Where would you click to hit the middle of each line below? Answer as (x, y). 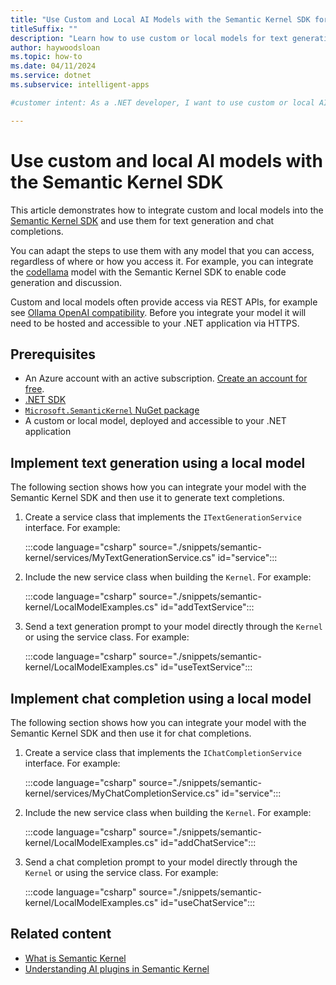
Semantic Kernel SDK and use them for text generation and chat (142, 220)
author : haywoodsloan (55, 47)
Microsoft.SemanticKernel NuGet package (112, 410)
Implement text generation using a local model (158, 462)
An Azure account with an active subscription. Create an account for (166, 378)
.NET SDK (45, 400)
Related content (61, 934)
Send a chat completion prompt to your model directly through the (161, 862)
